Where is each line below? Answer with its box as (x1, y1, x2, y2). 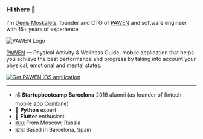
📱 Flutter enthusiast (14, 113, 65, 120)
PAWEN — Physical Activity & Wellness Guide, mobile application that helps (6, 49, 195, 56)
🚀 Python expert (14, 106, 57, 114)
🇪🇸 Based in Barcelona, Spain (14, 126, 92, 134)
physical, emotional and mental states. (6, 62, 102, 69)
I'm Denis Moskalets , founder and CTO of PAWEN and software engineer (6, 19, 187, 27)
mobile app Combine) (14, 100, 69, 108)
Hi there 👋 (6, 5, 36, 14)
